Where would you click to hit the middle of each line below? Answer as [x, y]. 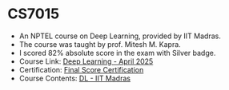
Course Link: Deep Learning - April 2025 [86, 61]
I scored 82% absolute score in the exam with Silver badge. [117, 53]
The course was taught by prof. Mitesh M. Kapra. [100, 44]
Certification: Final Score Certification [81, 69]
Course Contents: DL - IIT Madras [75, 78]
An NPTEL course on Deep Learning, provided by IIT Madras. [120, 36]
